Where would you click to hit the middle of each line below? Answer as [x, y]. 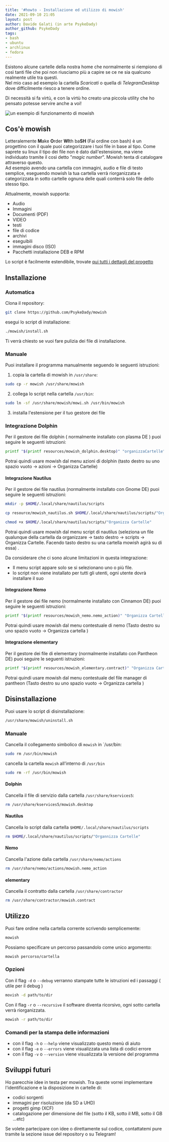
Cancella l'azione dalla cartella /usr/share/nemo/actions [63, 859]
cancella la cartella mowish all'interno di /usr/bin [55, 763]
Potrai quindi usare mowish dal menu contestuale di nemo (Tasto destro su [82, 625]
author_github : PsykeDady [32, 29]
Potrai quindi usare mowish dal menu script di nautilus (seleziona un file [79, 532]
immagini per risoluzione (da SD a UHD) [54, 1103]
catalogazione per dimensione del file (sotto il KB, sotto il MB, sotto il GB [87, 1113]
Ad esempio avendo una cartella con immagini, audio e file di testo [74, 168]
